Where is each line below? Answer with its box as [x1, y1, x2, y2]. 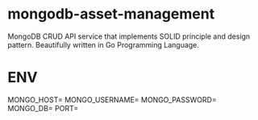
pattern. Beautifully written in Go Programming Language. [7, 39, 199, 49]
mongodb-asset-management [7, 5, 215, 23]
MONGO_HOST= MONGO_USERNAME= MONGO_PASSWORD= [7, 94, 217, 105]
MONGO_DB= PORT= [7, 103, 79, 113]
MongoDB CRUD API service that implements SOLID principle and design [7, 31, 251, 41]
